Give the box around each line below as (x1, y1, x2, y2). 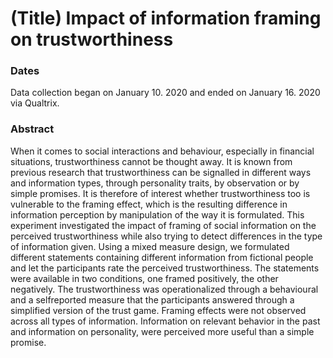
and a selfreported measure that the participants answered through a (10, 293, 295, 306)
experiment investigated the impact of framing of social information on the (10, 219, 317, 231)
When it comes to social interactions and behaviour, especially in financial (10, 145, 315, 157)
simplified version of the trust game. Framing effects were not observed (10, 304, 307, 316)
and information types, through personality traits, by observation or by (10, 177, 300, 189)
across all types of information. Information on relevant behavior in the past (10, 315, 321, 327)
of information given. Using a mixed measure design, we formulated (10, 240, 290, 252)
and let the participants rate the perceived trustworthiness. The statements (10, 262, 320, 274)
